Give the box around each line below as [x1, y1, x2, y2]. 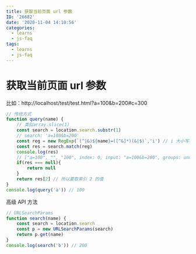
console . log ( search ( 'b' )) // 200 [6, 242, 87, 248]
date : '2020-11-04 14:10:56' [6, 19, 77, 25]
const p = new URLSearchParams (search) [16, 226, 114, 232]
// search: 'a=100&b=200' [16, 133, 80, 139]
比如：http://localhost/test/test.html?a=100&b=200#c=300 [6, 99, 148, 106]
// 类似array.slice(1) [16, 122, 70, 128]
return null [27, 165, 57, 171]
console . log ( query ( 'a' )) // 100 [6, 187, 85, 193]
